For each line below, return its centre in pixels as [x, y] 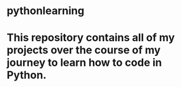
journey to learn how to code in [84, 63]
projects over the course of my [84, 50]
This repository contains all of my [91, 38]
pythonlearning [46, 11]
